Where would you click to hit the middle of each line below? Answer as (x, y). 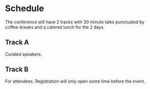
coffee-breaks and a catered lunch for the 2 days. (55, 27)
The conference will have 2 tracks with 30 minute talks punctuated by (75, 22)
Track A (17, 43)
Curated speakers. (24, 54)
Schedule (25, 9)
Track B (17, 69)
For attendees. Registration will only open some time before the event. (75, 81)
